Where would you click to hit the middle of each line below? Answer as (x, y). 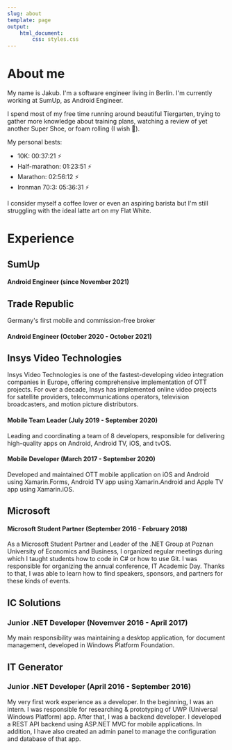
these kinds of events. (39, 581)
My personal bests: (35, 142)
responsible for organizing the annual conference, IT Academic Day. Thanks (116, 566)
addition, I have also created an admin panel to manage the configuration (112, 731)
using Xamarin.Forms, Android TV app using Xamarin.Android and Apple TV (115, 482)
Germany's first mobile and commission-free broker (82, 321)
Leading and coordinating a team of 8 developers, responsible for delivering (116, 435)
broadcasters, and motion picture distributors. (73, 404)
